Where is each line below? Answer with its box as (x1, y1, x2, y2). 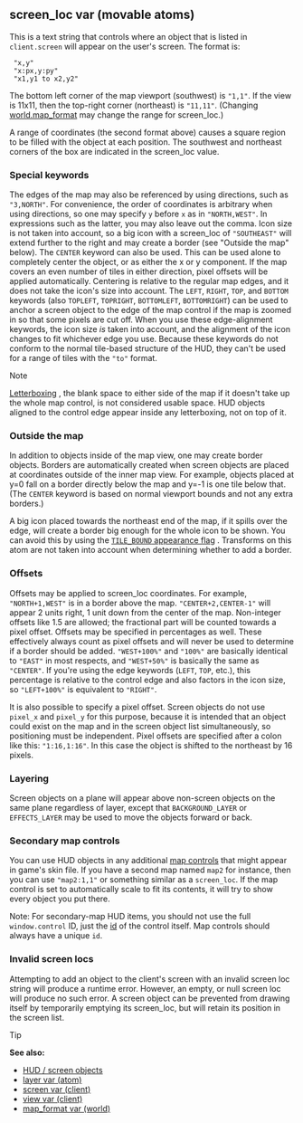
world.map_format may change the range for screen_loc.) (9, 109, 224, 120)
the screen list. (9, 1012, 65, 1023)
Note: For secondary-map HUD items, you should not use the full (9, 911, 251, 922)
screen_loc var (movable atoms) (9, 7, 195, 23)
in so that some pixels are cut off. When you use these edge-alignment (9, 314, 273, 325)
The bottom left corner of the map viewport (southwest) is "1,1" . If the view (9, 90, 292, 100)
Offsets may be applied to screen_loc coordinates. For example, (9, 587, 247, 598)
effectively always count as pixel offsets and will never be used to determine (9, 635, 294, 646)
